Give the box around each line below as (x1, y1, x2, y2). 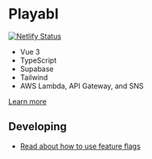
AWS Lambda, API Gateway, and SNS (19, 81, 144, 91)
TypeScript (19, 55, 57, 65)
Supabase (19, 63, 54, 73)
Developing (8, 120, 67, 133)
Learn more (8, 96, 47, 106)
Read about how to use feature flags (19, 141, 141, 151)
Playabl (8, 5, 59, 23)
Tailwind (19, 72, 48, 82)
